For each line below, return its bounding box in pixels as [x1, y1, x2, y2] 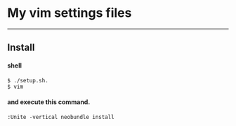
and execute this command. [7, 98, 91, 106]
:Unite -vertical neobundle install [7, 113, 114, 120]
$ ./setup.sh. [7, 77, 49, 84]
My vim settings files [7, 5, 132, 21]
